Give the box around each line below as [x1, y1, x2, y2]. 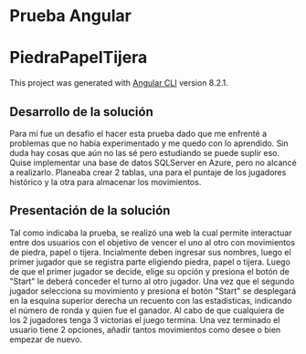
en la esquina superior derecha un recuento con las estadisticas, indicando [9, 295, 292, 306]
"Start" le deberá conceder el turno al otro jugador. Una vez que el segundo [9, 276, 295, 286]
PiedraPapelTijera [9, 47, 148, 68]
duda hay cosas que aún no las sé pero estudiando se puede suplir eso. [9, 147, 280, 158]
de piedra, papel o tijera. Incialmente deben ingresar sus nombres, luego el [9, 246, 291, 257]
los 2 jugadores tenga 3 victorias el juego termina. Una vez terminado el [9, 314, 280, 325]
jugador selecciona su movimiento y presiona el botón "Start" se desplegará [9, 285, 297, 297]
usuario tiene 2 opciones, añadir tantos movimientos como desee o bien [9, 324, 281, 335]
